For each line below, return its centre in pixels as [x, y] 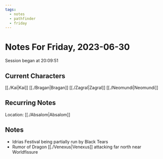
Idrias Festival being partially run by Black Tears [60, 141]
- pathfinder [23, 18]
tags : [10, 9]
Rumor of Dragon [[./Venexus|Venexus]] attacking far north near [77, 147]
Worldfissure [25, 152]
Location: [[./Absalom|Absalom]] [38, 114]
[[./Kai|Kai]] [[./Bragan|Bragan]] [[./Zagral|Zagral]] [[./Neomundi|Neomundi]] [82, 88]
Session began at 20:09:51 [32, 61]
